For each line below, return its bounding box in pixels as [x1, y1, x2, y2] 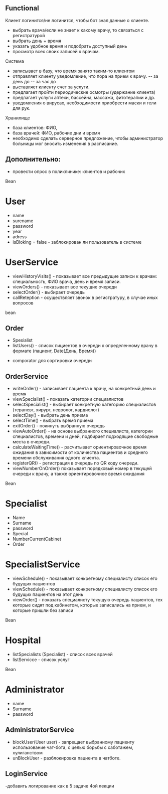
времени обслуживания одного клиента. [12, 455, 100, 461]
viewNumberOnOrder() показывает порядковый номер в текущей [12, 465, 152, 471]
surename [12, 218, 34, 224]
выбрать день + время [12, 38, 62, 44]
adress [12, 233, 27, 240]
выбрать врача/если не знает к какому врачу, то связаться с [12, 27, 144, 33]
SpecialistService [5, 559, 80, 570]
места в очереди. [12, 439, 51, 445]
